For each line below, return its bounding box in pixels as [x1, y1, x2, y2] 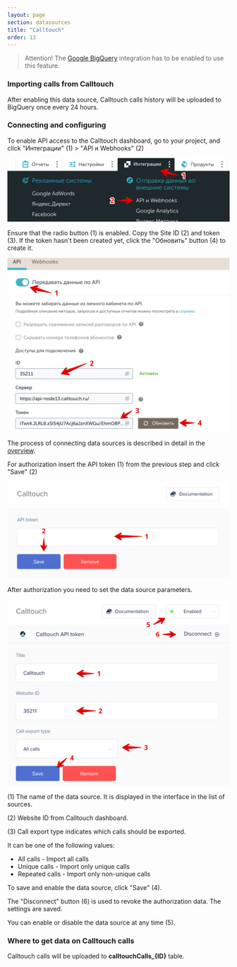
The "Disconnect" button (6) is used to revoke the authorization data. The [7, 897, 221, 906]
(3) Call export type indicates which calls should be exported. [7, 827, 186, 836]
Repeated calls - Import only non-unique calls [17, 870, 151, 878]
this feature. [24, 61, 60, 70]
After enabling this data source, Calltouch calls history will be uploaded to [7, 95, 221, 104]
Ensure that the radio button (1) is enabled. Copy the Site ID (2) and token [7, 229, 220, 237]
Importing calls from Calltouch [7, 79, 114, 89]
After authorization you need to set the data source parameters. [7, 586, 193, 594]
